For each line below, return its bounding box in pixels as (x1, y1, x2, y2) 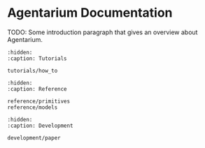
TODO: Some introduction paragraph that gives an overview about (7, 28, 198, 36)
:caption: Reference (7, 85, 68, 92)
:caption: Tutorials (7, 54, 68, 62)
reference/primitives (7, 98, 71, 105)
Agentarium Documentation (7, 5, 173, 21)
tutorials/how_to (7, 67, 58, 74)
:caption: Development (7, 122, 73, 129)
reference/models (7, 103, 58, 111)
